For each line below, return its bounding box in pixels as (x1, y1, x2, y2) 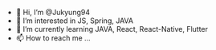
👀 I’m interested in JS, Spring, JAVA (15, 16, 134, 25)
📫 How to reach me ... (15, 33, 91, 43)
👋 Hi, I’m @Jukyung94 (15, 8, 91, 17)
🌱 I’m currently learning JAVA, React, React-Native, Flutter (15, 25, 209, 33)
